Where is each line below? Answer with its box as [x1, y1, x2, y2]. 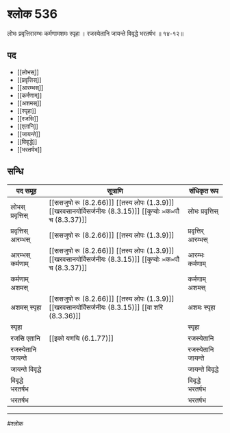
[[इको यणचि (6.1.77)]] [49, 333, 114, 343]
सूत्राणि [107, 186, 123, 195]
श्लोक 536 [7, 6, 58, 22]
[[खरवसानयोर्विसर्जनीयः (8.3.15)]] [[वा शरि [49, 302, 163, 312]
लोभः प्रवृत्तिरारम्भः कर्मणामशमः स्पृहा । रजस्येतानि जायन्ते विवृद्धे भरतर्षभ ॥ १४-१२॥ [7, 29, 183, 37]
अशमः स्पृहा [188, 302, 216, 312]
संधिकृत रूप [189, 186, 219, 195]
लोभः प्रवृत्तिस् [188, 206, 219, 216]
